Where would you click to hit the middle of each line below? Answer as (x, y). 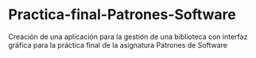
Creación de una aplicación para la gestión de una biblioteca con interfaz (128, 37)
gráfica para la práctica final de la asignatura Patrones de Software (118, 44)
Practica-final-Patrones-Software (122, 15)
